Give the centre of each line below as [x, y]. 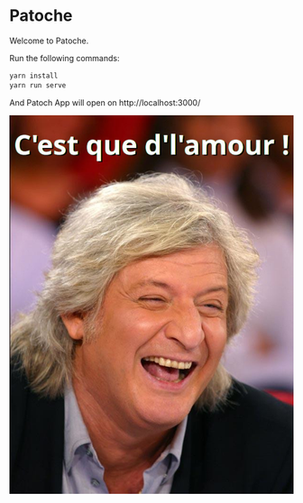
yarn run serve [38, 85]
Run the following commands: [64, 58]
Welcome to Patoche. [49, 41]
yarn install [34, 76]
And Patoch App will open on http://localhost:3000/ [105, 102]
